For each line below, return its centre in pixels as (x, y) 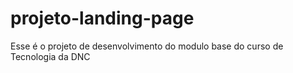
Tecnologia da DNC (50, 56)
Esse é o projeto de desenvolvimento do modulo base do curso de (147, 46)
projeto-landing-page (102, 18)
